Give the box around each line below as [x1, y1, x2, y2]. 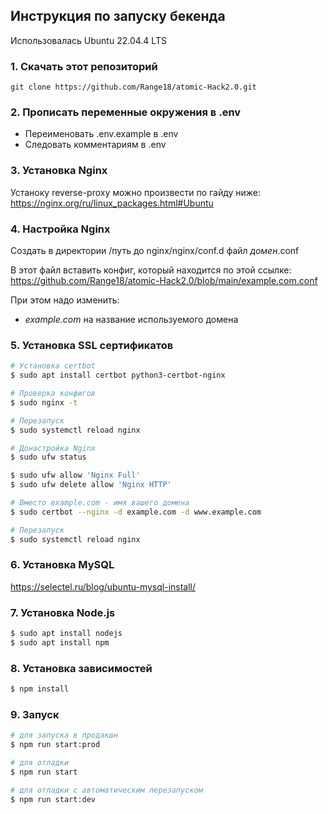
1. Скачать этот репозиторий [10, 59, 158, 73]
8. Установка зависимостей [10, 661, 153, 675]
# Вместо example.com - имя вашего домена [10, 498, 190, 508]
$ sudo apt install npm [10, 638, 110, 648]
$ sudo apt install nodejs [10, 629, 123, 639]
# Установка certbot [10, 361, 97, 371]
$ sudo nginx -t [10, 397, 78, 408]
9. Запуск [10, 707, 60, 721]
